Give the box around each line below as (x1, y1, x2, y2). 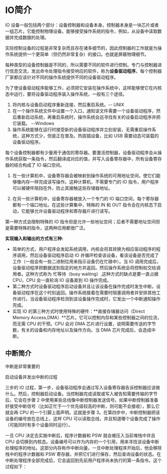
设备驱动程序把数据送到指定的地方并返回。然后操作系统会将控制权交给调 (12, 264, 161, 270)
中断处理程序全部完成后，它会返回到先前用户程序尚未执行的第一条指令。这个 (5, 457, 162, 463)
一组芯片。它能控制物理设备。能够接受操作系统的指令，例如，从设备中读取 (5, 28, 158, 34)
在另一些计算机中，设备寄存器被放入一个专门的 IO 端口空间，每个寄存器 (12, 195, 159, 202)
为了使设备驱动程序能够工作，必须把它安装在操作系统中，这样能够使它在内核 (5, 85, 162, 91)
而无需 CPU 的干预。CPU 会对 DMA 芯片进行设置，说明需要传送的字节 (12, 321, 157, 327)
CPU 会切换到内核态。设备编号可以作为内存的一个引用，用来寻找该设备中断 (5, 439, 160, 445)
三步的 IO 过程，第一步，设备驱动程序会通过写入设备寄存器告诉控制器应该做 (5, 384, 161, 390)
